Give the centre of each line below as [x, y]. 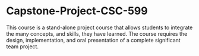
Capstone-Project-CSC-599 [77, 11]
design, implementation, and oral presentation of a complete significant [94, 40]
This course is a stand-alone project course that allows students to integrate [99, 27]
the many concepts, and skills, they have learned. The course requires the [97, 33]
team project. [22, 46]
